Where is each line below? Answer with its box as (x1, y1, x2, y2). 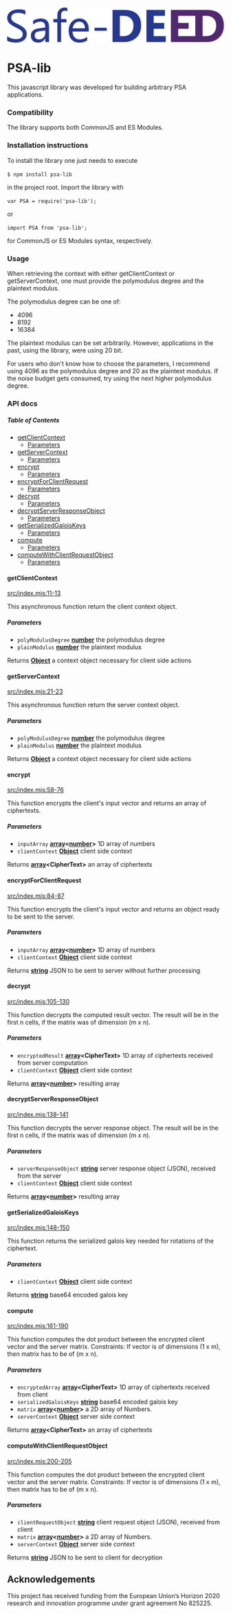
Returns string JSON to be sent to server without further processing (7, 966, 201, 974)
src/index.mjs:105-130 (7, 997, 70, 1005)
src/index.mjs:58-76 (7, 786, 64, 794)
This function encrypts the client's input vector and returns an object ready (7, 905, 220, 913)
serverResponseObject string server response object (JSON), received (16, 1164, 216, 1172)
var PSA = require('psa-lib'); (7, 197, 97, 204)
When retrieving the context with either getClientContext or (7, 270, 175, 278)
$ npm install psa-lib (7, 170, 72, 178)
